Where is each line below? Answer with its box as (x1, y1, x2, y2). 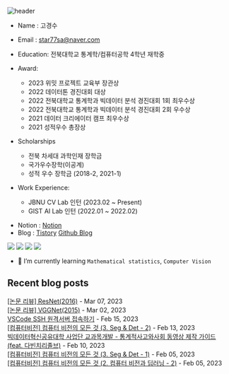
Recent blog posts (7, 277, 89, 289)
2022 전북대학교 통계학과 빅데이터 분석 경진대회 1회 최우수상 (28, 96, 196, 105)
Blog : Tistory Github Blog (17, 228, 93, 237)
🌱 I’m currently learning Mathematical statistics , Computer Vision (17, 257, 211, 265)
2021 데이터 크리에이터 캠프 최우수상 (28, 114, 129, 122)
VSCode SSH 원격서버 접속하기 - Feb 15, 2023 (7, 315, 139, 323)
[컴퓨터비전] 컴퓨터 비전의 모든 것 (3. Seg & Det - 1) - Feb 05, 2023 (7, 350, 196, 358)
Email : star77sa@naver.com (17, 35, 100, 44)
